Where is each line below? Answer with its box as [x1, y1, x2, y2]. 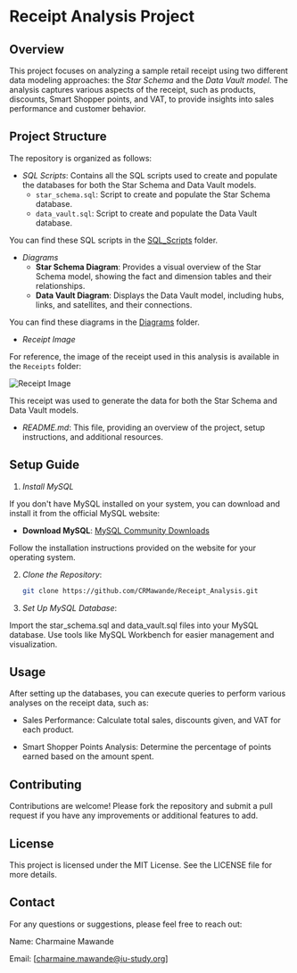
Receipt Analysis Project [9, 6, 194, 27]
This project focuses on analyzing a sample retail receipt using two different [9, 65, 288, 76]
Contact [9, 895, 55, 911]
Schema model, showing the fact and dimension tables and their [35, 270, 272, 282]
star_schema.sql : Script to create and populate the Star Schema [35, 189, 270, 200]
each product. [21, 724, 74, 735]
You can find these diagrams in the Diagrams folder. [9, 317, 201, 327]
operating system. [9, 551, 76, 563]
